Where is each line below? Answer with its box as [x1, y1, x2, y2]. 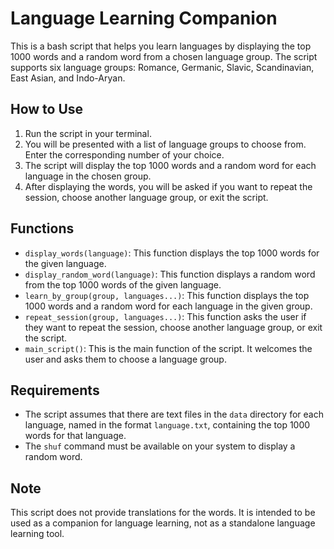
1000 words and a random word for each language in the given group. [24, 300, 313, 312]
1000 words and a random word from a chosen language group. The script [10, 50, 318, 62]
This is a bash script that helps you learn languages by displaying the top [10, 40, 312, 52]
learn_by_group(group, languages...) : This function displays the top [24, 289, 310, 301]
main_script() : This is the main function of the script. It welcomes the [24, 342, 313, 354]
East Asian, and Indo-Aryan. [10, 72, 126, 84]
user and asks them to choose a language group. [24, 353, 227, 365]
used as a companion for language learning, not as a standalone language [10, 517, 316, 529]
